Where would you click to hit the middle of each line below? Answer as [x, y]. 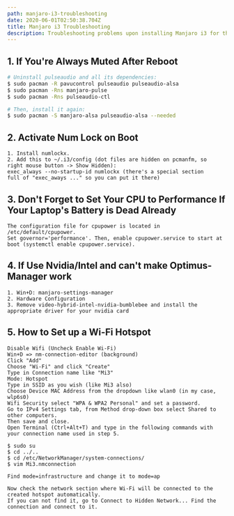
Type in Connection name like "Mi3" [60, 373]
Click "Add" [24, 360]
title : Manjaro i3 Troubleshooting [59, 26]
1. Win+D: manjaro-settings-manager [60, 292]
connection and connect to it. [53, 507]
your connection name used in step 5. [63, 433]
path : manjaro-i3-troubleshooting [57, 14]
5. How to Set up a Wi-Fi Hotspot [79, 333]
